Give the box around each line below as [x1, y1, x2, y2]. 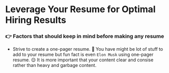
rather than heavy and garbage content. [12, 62, 97, 68]
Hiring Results [5, 14, 66, 26]
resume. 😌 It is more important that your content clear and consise [12, 57, 154, 63]
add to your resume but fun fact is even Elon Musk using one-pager [12, 52, 154, 58]
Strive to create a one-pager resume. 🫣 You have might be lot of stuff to [12, 46, 163, 52]
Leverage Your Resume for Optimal [5, 4, 156, 15]
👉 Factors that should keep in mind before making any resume [5, 33, 164, 40]
